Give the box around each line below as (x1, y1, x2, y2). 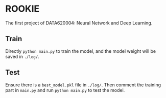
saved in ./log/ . (5, 53, 39, 59)
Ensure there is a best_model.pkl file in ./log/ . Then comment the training (5, 82, 161, 88)
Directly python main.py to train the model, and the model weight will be (5, 48, 156, 54)
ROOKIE (5, 3, 40, 15)
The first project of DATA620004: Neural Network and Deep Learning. (5, 20, 153, 26)
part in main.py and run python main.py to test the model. (5, 87, 125, 93)
